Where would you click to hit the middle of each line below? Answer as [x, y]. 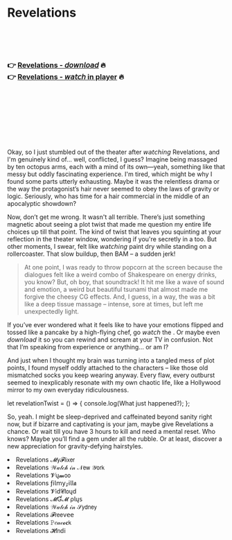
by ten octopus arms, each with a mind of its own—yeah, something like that [116, 167]
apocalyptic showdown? [42, 204]
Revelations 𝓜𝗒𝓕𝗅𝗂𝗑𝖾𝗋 [45, 460]
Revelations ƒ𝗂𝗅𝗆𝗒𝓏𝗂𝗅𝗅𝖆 [46, 483]
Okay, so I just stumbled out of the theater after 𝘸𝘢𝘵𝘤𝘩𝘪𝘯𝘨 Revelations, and [114, 152]
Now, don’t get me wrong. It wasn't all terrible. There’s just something [106, 217]
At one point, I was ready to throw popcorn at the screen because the [123, 268]
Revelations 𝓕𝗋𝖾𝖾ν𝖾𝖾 [45, 515]
